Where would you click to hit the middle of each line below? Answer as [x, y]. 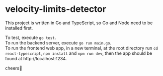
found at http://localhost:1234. [36, 58]
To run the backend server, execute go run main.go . [58, 42]
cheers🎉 [14, 68]
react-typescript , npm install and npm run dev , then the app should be [79, 53]
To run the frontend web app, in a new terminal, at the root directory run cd [81, 48]
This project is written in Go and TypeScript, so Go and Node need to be [79, 23]
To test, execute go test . [31, 38]
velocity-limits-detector [56, 9]
